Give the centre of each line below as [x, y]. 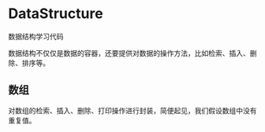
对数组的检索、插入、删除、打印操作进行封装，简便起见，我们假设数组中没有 [132, 110]
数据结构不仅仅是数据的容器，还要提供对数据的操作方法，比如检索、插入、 [129, 53]
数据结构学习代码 [36, 36]
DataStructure [56, 14]
